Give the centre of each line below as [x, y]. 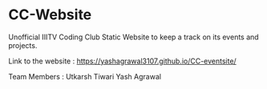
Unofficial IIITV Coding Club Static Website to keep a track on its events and [133, 37]
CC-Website [50, 15]
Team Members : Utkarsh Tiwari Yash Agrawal [85, 76]
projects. [23, 45]
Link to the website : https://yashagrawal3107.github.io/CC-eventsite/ [122, 61]
